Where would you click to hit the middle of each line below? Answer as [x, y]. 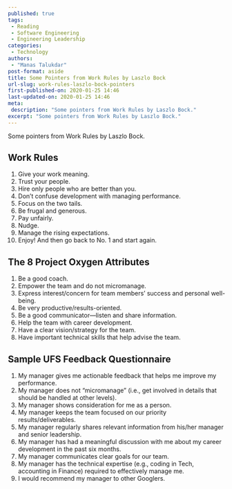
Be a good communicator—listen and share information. [97, 316]
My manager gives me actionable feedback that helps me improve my [117, 376]
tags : [16, 20]
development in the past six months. [69, 449]
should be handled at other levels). [67, 398]
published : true [31, 13]
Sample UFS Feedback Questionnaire [89, 359]
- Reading [25, 26]
